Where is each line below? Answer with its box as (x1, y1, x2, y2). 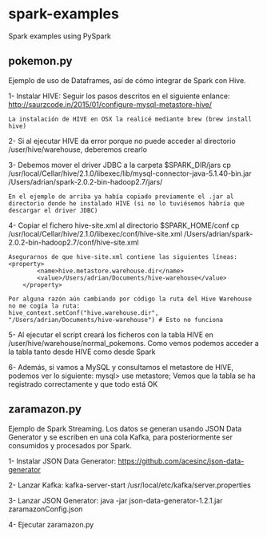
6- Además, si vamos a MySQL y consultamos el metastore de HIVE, (8, 362, 234, 372)
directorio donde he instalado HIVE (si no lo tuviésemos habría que (8, 199, 245, 208)
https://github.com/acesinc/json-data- (118, 456, 245, 466)
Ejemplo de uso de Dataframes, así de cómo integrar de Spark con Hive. (8, 75, 246, 85)
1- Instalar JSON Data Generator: (8, 456, 117, 466)
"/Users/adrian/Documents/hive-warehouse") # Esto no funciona (8, 316, 224, 324)
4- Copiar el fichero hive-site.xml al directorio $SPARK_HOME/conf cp (8, 221, 240, 230)
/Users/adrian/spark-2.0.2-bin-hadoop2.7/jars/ (8, 177, 163, 186)
